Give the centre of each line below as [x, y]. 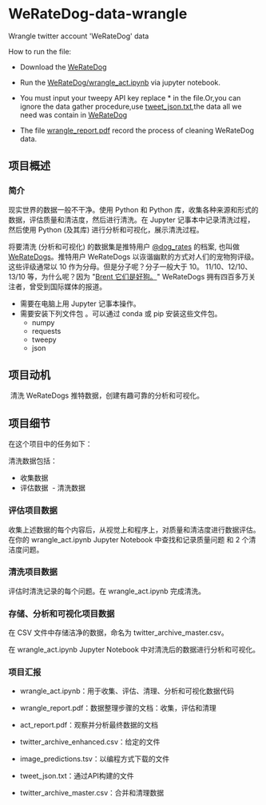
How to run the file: [40, 51]
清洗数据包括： [33, 461]
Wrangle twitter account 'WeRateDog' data [79, 36]
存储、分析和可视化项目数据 [62, 613]
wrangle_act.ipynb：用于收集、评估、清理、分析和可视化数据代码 [127, 691]
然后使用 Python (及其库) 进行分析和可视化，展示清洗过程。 [106, 229]
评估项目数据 [33, 510]
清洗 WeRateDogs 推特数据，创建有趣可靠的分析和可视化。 [107, 395]
